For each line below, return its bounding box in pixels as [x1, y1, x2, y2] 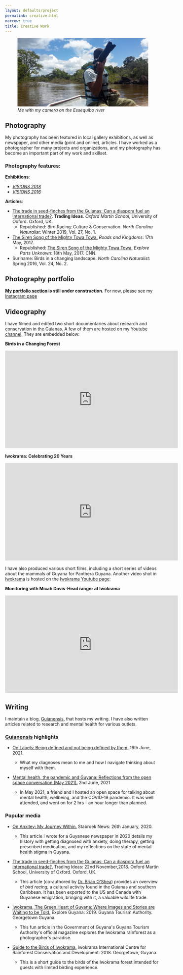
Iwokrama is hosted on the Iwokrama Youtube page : [5, 576, 111, 582]
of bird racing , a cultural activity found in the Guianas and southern [19, 884, 156, 890]
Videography [5, 308, 46, 316]
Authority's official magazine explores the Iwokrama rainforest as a [19, 929, 156, 935]
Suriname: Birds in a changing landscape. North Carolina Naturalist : [12, 255, 150, 261]
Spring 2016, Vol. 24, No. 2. [12, 260, 68, 266]
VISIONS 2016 [12, 189, 41, 195]
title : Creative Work [5, 24, 50, 29]
